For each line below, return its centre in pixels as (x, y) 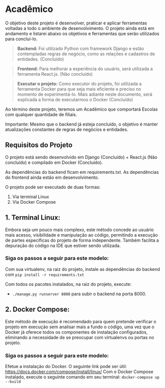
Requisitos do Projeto (39, 145)
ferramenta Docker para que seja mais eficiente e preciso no (79, 89)
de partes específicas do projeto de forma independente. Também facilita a (82, 240)
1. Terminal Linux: (33, 218)
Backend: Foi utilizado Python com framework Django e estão (81, 48)
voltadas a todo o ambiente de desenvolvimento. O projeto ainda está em (80, 28)
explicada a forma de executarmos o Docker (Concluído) (75, 99)
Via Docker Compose (34, 202)
